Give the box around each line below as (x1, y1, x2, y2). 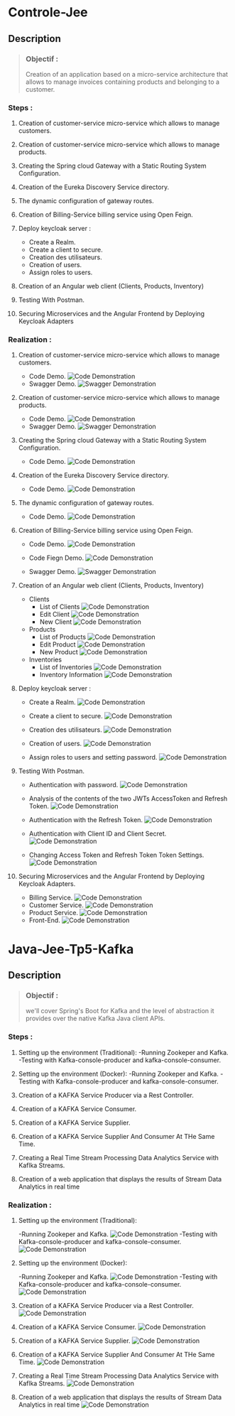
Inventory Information (39, 671, 103, 679)
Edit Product (39, 640, 77, 649)
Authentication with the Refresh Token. (28, 816, 143, 824)
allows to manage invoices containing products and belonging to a (25, 77, 219, 86)
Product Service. (28, 909, 79, 917)
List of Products (39, 633, 87, 642)
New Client (39, 617, 72, 626)
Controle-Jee (8, 4, 88, 21)
